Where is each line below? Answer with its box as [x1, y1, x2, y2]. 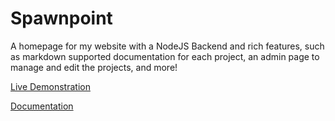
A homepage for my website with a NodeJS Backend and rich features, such [10, 40, 325, 52]
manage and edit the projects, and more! [10, 61, 178, 73]
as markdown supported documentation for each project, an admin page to [10, 50, 320, 62]
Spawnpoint [10, 7, 113, 30]
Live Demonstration [10, 80, 91, 92]
